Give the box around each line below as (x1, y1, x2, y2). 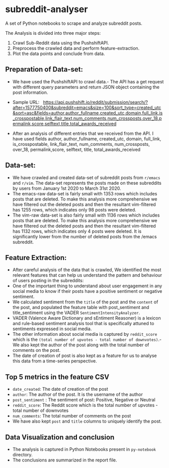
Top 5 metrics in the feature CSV (5, 373, 110, 381)
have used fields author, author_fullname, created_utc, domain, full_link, (12, 135, 161, 142)
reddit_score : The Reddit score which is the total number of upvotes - (12, 402, 158, 408)
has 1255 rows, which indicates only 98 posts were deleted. (12, 206, 137, 213)
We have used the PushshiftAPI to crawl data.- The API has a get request (12, 78, 164, 84)
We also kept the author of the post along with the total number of (12, 342, 149, 348)
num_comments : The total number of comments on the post (12, 413, 131, 419)
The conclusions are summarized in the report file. (12, 457, 117, 463)
